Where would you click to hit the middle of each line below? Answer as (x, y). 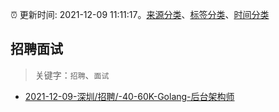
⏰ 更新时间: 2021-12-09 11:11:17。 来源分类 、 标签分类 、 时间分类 (140, 14)
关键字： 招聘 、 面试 (72, 75)
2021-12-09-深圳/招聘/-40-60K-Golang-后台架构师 (129, 96)
